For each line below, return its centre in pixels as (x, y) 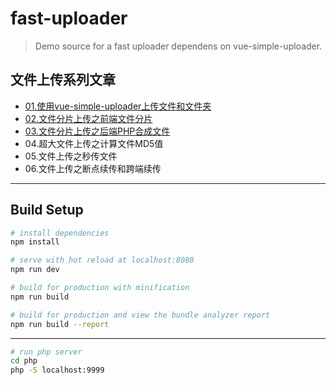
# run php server (46, 352)
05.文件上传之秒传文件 (71, 156)
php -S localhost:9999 (57, 370)
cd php (24, 361)
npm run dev (35, 270)
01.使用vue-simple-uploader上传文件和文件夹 (118, 106)
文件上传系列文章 (63, 80)
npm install (35, 242)
